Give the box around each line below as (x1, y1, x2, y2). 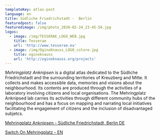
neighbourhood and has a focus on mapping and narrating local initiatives (5, 100, 152, 106)
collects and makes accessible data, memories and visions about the (5, 80, 142, 86)
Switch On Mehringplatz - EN (5, 129, 63, 135)
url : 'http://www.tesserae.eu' (14, 43, 77, 48)
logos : (5, 29, 18, 34)
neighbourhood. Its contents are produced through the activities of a (5, 85, 142, 91)
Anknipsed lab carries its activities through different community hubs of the (5, 95, 156, 101)
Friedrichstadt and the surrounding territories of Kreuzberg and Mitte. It (5, 75, 147, 81)
